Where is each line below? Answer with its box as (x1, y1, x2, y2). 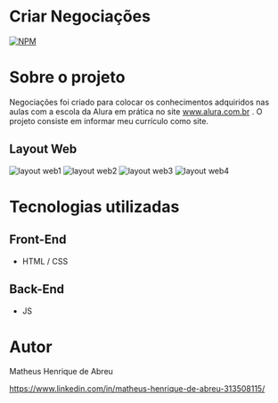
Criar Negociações (9, 6, 151, 27)
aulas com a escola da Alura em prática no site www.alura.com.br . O (9, 105, 263, 117)
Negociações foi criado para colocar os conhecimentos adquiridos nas (9, 97, 270, 107)
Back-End (9, 281, 65, 297)
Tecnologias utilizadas (9, 197, 180, 216)
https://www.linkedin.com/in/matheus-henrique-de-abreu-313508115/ (9, 383, 266, 394)
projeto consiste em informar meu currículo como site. (9, 115, 209, 126)
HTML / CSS (21, 256, 69, 266)
